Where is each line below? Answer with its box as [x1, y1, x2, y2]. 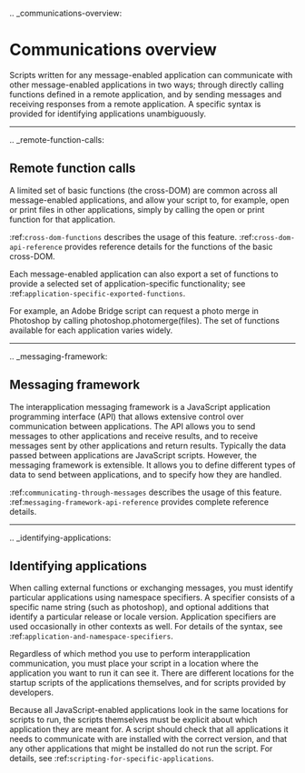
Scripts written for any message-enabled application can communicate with [9, 69, 293, 80]
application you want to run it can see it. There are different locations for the [9, 668, 295, 678]
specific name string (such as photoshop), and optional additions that [9, 602, 270, 613]
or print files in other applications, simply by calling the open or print [9, 204, 265, 215]
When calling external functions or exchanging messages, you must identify [9, 582, 293, 594]
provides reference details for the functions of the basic [64, 241, 273, 252]
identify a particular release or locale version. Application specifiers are [9, 611, 277, 622]
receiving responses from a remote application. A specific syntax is [9, 98, 261, 109]
